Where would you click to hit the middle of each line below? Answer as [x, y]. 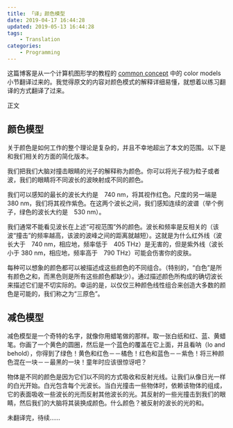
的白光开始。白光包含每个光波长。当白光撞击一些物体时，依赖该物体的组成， [116, 385]
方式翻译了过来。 [43, 90]
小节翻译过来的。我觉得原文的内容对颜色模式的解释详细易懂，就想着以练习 [113, 81]
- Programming [40, 53]
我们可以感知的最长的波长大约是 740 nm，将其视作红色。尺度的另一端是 [112, 194]
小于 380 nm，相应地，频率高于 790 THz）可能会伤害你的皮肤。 [101, 253]
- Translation [40, 40]
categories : [24, 46]
